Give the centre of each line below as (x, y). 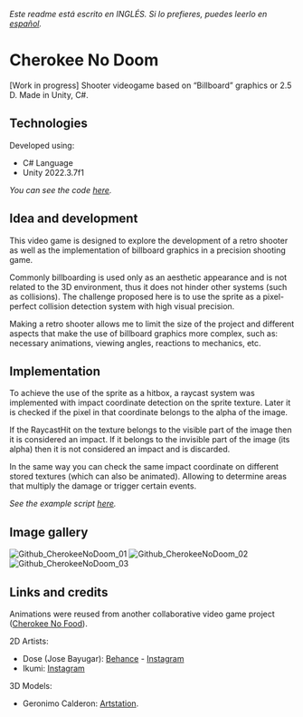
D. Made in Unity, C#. (49, 94)
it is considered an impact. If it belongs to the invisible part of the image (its (150, 440)
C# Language (48, 162)
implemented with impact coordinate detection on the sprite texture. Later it (150, 402)
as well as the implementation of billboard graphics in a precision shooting (148, 250)
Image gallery (49, 532)
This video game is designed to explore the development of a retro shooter (149, 240)
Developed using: (42, 145)
